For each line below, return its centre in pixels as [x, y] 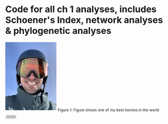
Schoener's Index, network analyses [84, 20]
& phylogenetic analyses [58, 31]
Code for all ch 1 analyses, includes [81, 9]
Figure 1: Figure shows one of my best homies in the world [108, 110]
